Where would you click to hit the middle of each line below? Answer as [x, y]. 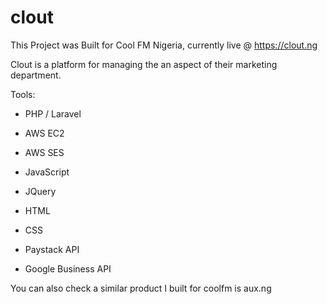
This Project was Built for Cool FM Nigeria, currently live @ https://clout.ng [164, 45]
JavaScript [47, 172]
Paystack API [52, 249]
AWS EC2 [44, 133]
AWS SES [44, 152]
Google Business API [68, 268]
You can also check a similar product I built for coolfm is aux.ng [141, 288]
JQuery [40, 191]
